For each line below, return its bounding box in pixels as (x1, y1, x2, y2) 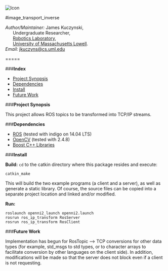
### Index (5, 66, 26, 72)
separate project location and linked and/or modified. (5, 191, 116, 197)
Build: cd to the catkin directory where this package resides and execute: (5, 161, 158, 167)
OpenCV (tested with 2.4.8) (12, 137, 70, 142)
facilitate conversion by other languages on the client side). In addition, (5, 249, 153, 255)
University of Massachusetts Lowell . (12, 41, 89, 47)
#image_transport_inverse (5, 15, 60, 20)
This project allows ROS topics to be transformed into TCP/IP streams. (5, 112, 152, 117)
